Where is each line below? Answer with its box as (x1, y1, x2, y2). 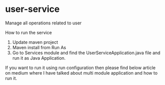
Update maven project (12, 39, 58, 45)
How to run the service (5, 29, 52, 35)
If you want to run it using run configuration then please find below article (5, 65, 156, 71)
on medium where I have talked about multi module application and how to (5, 70, 158, 76)
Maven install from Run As (12, 44, 66, 50)
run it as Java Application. (12, 55, 66, 61)
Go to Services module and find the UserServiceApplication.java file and (12, 50, 161, 56)
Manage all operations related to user (5, 20, 82, 26)
